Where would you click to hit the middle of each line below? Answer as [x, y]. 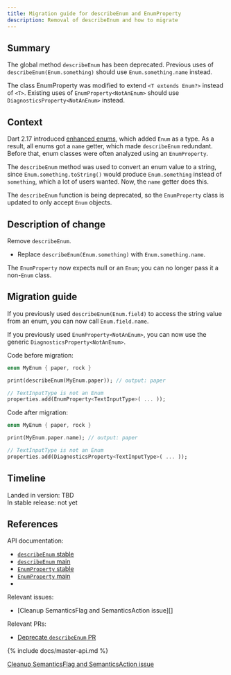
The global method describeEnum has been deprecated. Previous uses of [110, 65]
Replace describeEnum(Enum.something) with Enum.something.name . [111, 254]
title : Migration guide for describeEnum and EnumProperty [94, 14]
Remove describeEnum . [39, 240]
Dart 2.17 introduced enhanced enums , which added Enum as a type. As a [111, 139]
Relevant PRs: [27, 624]
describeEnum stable [45, 554]
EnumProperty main [44, 577]
